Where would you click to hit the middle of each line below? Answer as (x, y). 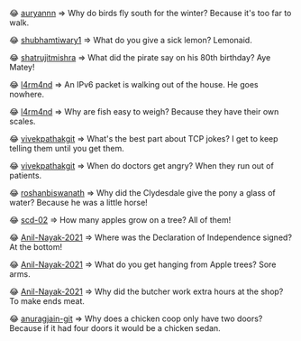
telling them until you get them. (67, 148)
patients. (26, 175)
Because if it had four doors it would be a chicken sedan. (115, 328)
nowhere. (27, 94)
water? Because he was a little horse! (79, 203)
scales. (23, 121)
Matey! (22, 67)
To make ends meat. (47, 301)
